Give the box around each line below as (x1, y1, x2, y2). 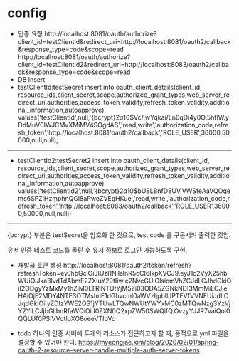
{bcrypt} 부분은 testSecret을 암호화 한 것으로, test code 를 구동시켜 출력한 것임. (7, 230, 231, 239)
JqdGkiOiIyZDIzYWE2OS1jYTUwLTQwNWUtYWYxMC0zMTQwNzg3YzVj (17, 299, 231, 308)
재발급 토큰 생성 (17, 261, 62, 269)
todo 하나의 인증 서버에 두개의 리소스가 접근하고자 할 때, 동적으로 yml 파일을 (17, 329, 229, 338)
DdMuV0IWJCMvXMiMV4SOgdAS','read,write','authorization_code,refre (17, 120, 229, 129)
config (7, 5, 47, 21)
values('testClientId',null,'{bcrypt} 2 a (17, 113, 124, 122)
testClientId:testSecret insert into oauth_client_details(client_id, (17, 83, 202, 91)
